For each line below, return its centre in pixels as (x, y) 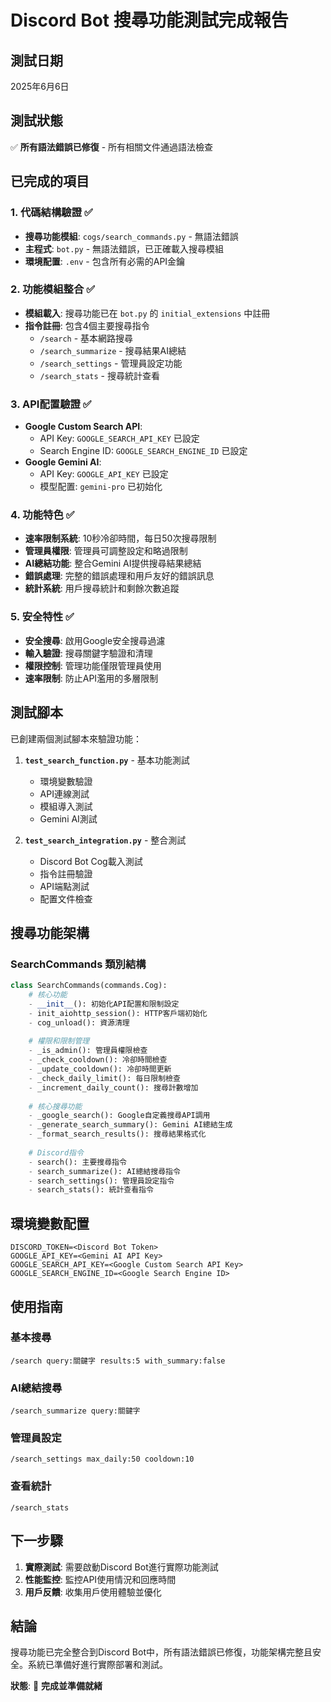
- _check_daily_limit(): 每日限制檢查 (104, 1078)
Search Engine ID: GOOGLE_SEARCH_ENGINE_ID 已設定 (143, 451)
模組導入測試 (66, 806)
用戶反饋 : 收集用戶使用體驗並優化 (93, 1592)
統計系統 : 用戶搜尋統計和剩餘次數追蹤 (102, 588)
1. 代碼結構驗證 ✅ (51, 213)
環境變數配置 (50, 1223)
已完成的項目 (50, 181)
